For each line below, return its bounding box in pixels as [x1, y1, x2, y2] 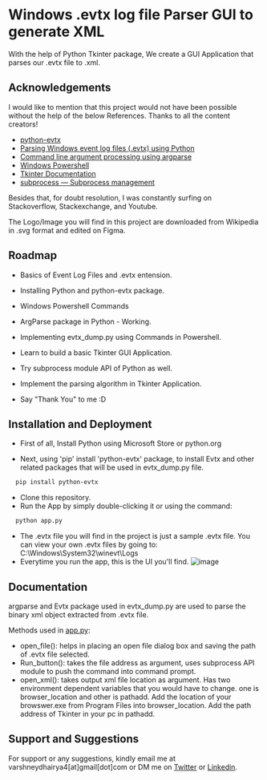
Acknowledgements [8, 81, 111, 95]
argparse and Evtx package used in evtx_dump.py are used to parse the [8, 601, 246, 611]
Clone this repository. [19, 493, 91, 503]
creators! [8, 119, 38, 129]
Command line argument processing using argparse [19, 152, 192, 161]
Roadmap [8, 249, 58, 262]
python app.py [15, 517, 63, 525]
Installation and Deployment [8, 417, 152, 430]
